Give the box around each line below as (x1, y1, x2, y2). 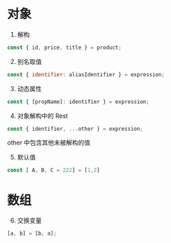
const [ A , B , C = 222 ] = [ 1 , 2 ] (7, 167, 100, 174)
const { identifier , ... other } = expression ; (7, 125, 143, 132)
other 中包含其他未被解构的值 (7, 138, 91, 147)
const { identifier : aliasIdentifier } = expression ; (7, 71, 165, 78)
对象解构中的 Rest (17, 112, 68, 120)
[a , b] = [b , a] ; (7, 230, 57, 237)
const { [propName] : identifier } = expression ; (7, 98, 150, 105)
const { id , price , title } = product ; (7, 44, 122, 51)
